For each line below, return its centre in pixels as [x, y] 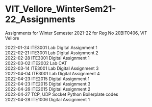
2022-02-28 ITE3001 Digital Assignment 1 [47, 58]
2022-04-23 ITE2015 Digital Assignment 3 [48, 84]
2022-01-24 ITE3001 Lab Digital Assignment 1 [51, 47]
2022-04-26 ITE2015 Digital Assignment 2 [48, 89]
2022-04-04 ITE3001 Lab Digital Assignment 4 [52, 73]
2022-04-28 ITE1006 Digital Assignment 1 [47, 99]
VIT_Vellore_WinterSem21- [61, 9]
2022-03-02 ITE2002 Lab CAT [36, 63]
